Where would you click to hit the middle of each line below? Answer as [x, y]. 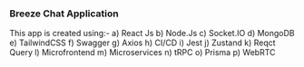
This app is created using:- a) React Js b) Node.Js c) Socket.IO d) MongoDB [152, 33]
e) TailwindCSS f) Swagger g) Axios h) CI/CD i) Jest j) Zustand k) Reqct [142, 43]
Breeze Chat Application [64, 14]
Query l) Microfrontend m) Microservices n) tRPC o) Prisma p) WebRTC [142, 53]
